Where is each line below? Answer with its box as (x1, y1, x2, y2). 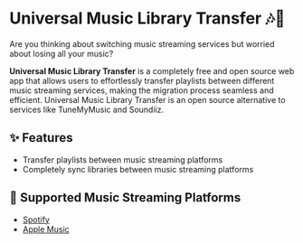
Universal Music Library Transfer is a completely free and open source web (9, 65, 295, 76)
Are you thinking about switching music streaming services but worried (9, 38, 275, 49)
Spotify (22, 214, 50, 225)
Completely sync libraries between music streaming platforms (22, 164, 254, 174)
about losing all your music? (9, 48, 114, 59)
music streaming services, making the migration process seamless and (9, 85, 274, 96)
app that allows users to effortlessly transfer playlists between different (9, 75, 275, 86)
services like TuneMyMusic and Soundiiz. (9, 104, 165, 115)
